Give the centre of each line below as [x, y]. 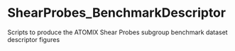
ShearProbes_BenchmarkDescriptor [116, 13]
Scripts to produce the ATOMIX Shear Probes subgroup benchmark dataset [118, 32]
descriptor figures [34, 39]
